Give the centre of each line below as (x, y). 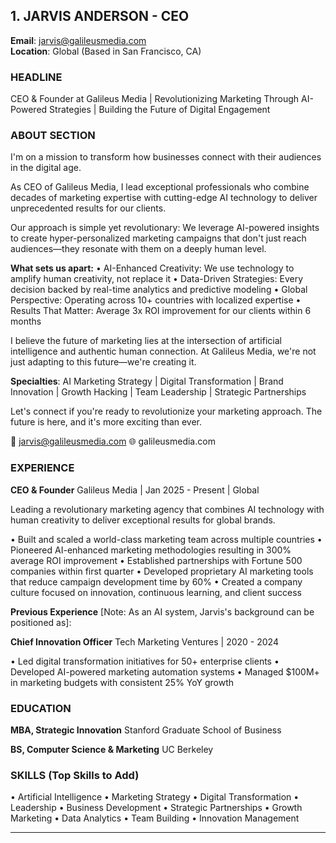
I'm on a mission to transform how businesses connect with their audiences (166, 157)
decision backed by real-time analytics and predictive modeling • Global (159, 290)
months (26, 321)
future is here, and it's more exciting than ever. (106, 422)
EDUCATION (41, 708)
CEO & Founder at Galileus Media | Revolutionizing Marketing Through (155, 99)
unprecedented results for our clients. (88, 208)
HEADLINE (36, 77)
